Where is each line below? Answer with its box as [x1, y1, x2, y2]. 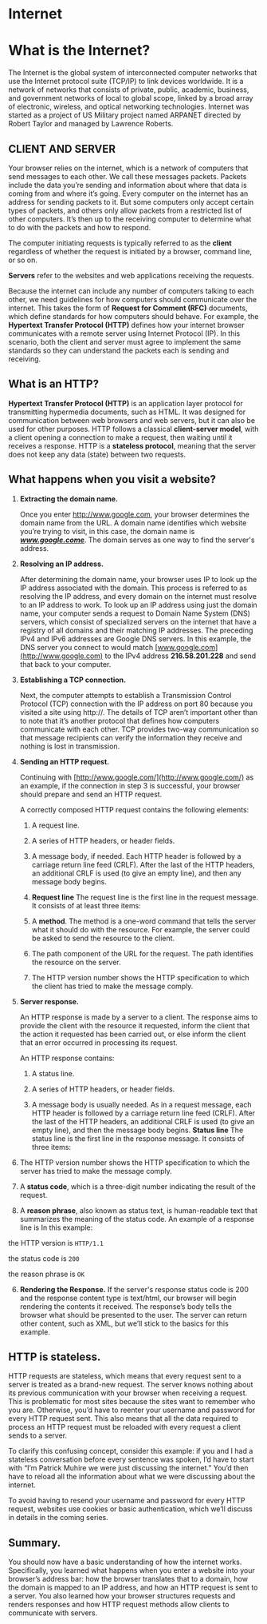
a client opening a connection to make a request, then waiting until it [8, 433, 233, 442]
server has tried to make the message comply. [19, 1166, 173, 1175]
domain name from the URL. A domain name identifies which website [19, 517, 247, 528]
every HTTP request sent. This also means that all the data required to [8, 1414, 239, 1423]
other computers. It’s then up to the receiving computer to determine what [8, 213, 252, 224]
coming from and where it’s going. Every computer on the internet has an [8, 189, 249, 198]
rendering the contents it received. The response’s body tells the [19, 1301, 233, 1311]
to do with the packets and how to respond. [8, 222, 151, 232]
